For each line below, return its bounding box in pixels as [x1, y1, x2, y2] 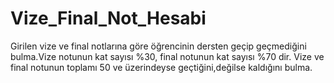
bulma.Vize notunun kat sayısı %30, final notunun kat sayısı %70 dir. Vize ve [10, 50, 325, 62]
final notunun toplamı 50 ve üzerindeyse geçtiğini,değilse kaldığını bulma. [10, 61, 313, 73]
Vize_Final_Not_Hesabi [10, 7, 207, 30]
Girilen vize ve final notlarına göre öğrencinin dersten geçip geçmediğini [10, 40, 307, 52]
